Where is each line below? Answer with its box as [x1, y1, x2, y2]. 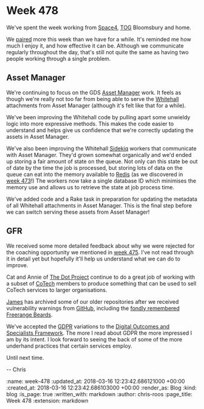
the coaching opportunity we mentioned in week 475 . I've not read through [6, 248, 194, 256]
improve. [6, 261, 29, 268]
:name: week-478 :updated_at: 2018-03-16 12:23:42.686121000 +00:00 [6, 377, 185, 385]
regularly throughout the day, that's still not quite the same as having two [6, 48, 189, 55]
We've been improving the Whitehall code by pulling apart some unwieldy [6, 113, 191, 121]
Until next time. [6, 354, 44, 361]
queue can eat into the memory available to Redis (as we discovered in [6, 170, 183, 178]
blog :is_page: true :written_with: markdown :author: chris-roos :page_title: [6, 390, 192, 397]
